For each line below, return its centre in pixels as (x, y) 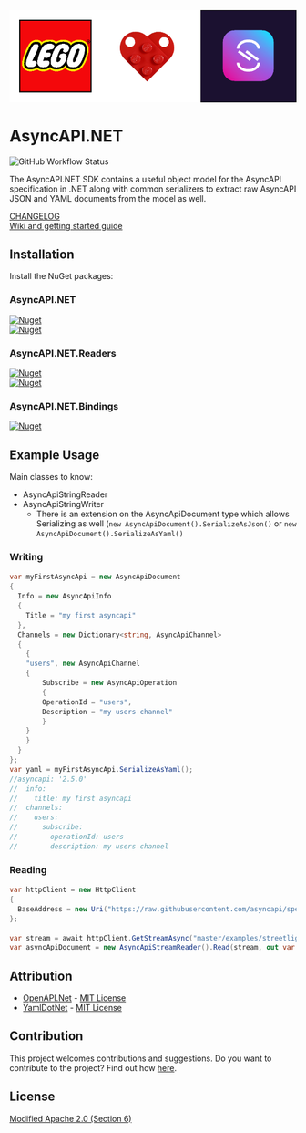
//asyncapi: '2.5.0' (49, 779)
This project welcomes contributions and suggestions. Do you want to (141, 1058)
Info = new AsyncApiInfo (65, 597)
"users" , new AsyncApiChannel (83, 664)
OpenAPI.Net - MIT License (74, 998)
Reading (28, 869)
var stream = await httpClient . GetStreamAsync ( (102, 938)
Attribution (41, 976)
